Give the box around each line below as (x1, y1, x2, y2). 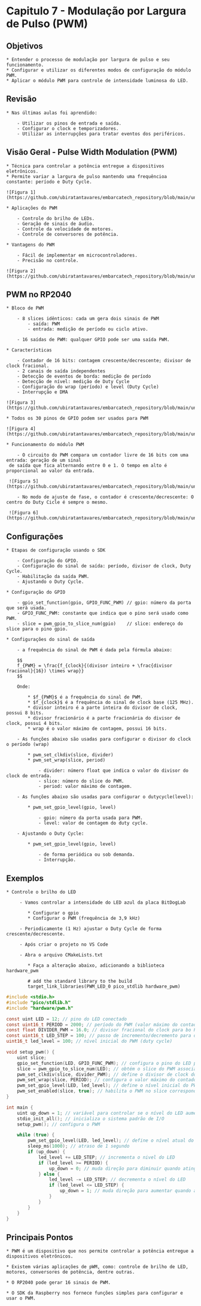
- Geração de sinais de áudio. (17, 221, 95, 227)
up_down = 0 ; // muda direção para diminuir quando (48, 1165, 181, 1172)
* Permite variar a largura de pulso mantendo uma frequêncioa (6, 173, 167, 179)
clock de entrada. (6, 773, 52, 779)
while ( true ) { (17, 1132, 55, 1138)
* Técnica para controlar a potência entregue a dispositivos (6, 163, 165, 169)
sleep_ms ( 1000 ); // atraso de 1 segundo (28, 1143, 130, 1149)
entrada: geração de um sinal (6, 458, 82, 464)
